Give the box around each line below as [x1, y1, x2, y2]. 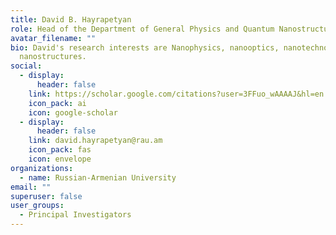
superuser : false [10, 191, 83, 201]
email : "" [10, 182, 52, 192]
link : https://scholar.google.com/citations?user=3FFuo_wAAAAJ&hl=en [28, 89, 325, 99]
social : [10, 61, 43, 71]
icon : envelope [28, 154, 92, 164]
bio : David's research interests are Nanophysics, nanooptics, [10, 42, 280, 53]
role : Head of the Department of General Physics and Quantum [10, 24, 275, 34]
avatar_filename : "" [10, 33, 97, 43]
